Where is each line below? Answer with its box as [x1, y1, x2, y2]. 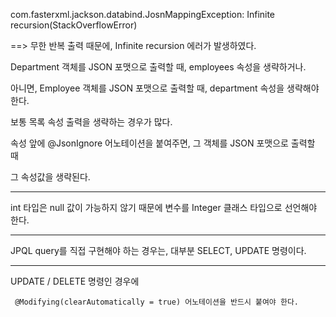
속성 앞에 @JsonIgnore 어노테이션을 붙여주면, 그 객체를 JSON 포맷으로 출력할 [10, 137, 316, 149]
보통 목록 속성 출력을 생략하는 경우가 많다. [10, 116, 173, 128]
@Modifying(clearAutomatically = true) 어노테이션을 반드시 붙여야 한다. [14, 297, 299, 307]
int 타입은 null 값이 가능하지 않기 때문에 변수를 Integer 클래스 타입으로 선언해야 [10, 202, 318, 213]
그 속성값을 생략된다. [10, 171, 91, 183]
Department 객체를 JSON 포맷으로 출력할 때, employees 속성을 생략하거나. [10, 61, 307, 73]
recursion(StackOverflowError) [10, 19, 138, 31]
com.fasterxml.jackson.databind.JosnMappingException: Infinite [10, 9, 276, 20]
